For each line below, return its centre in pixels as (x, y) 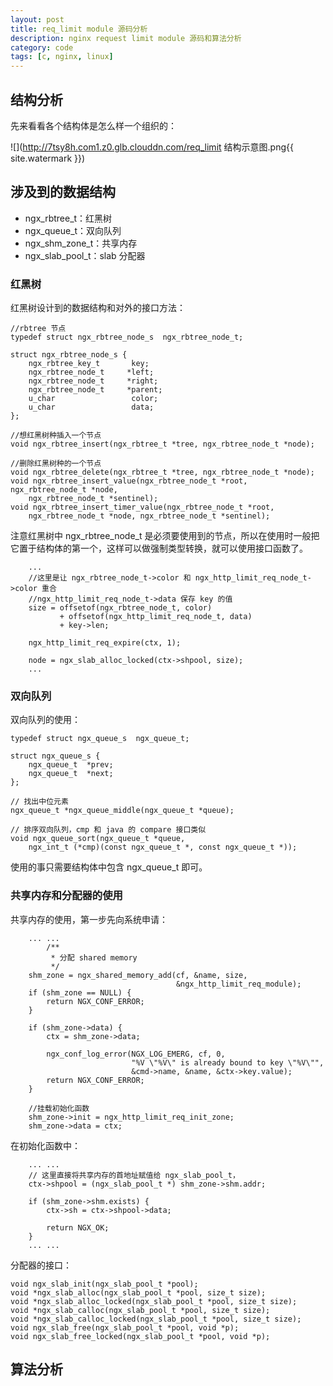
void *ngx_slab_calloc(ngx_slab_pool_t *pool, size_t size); (140, 1310)
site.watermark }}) (48, 158)
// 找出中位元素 (39, 802)
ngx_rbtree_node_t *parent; (95, 390)
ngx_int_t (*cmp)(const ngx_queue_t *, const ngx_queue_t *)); (163, 847)
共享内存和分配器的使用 (66, 896)
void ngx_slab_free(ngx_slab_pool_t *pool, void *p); (125, 1327)
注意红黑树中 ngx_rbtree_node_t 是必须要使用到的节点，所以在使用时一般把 (165, 536)
